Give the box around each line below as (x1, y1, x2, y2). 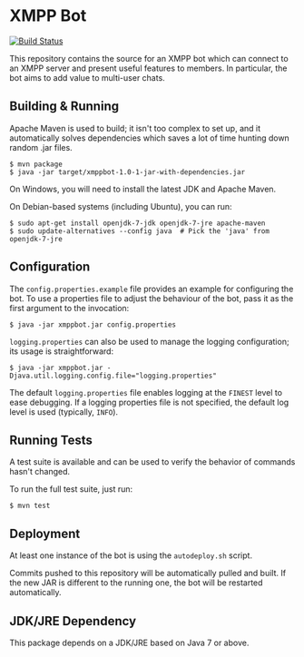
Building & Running (9, 99, 120, 114)
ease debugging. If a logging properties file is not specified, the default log (9, 397, 289, 407)
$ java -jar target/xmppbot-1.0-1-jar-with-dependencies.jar (9, 167, 246, 177)
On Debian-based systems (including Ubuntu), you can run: (9, 201, 233, 211)
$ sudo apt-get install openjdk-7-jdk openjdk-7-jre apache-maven (9, 219, 266, 228)
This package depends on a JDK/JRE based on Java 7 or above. (9, 637, 250, 648)
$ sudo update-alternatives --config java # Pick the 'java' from (9, 226, 270, 236)
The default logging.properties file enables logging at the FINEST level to (9, 387, 283, 397)
